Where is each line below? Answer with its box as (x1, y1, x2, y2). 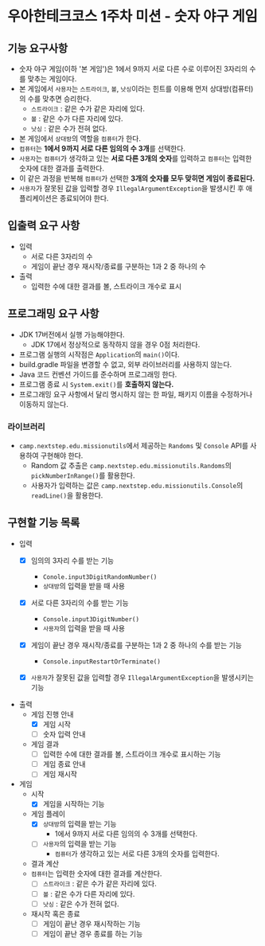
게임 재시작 (42, 769, 77, 779)
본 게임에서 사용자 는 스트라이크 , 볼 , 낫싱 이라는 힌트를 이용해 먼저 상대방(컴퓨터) (18, 84, 254, 93)
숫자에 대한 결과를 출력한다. (18, 164, 105, 173)
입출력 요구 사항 (7, 219, 80, 233)
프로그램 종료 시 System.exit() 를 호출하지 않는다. (18, 379, 174, 389)
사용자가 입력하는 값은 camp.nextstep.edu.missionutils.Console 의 (30, 480, 244, 490)
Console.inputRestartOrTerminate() (42, 658, 161, 666)
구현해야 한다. (40, 451, 84, 460)
